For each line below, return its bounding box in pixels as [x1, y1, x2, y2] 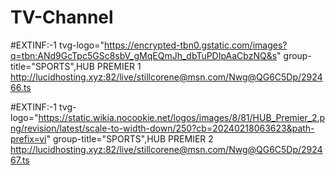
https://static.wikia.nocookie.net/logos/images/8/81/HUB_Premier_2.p [38, 111, 326, 123]
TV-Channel [10, 6, 114, 29]
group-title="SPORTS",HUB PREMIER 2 [52, 132, 214, 145]
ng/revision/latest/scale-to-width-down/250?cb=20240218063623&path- [10, 122, 315, 134]
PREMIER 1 [96, 60, 142, 72]
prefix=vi [10, 132, 47, 145]
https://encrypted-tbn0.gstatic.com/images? [104, 39, 288, 51]
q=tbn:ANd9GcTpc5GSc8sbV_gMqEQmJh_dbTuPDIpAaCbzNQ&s [10, 49, 278, 61]
